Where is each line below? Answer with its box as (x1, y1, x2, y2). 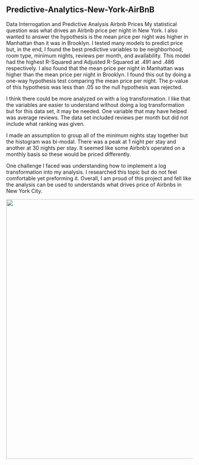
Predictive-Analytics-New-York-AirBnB (6, 5, 155, 15)
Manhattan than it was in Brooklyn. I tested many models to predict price (6, 39, 184, 46)
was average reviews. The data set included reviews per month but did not (6, 114, 188, 121)
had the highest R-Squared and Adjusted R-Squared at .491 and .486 (6, 58, 175, 65)
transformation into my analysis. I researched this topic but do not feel (6, 168, 178, 176)
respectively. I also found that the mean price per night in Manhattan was (6, 65, 185, 72)
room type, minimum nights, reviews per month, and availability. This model (6, 52, 191, 59)
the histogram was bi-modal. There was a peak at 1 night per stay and (6, 138, 176, 145)
